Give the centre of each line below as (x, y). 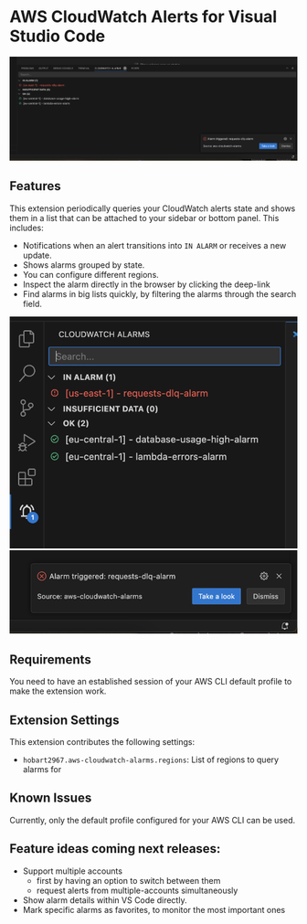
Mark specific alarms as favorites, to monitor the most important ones (154, 909)
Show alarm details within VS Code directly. (105, 900)
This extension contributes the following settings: (102, 742)
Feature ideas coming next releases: (115, 849)
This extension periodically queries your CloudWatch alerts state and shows (153, 208)
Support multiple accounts (73, 871)
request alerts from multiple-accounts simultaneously (137, 890)
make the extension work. (58, 691)
